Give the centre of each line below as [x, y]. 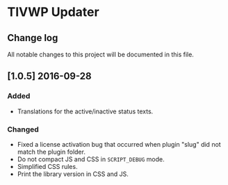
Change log [33, 38]
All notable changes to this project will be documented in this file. [101, 54]
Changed [23, 129]
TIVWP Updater [53, 12]
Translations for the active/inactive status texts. [85, 111]
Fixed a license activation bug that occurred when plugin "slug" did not [119, 144]
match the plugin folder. [51, 152]
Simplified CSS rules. [47, 166]
